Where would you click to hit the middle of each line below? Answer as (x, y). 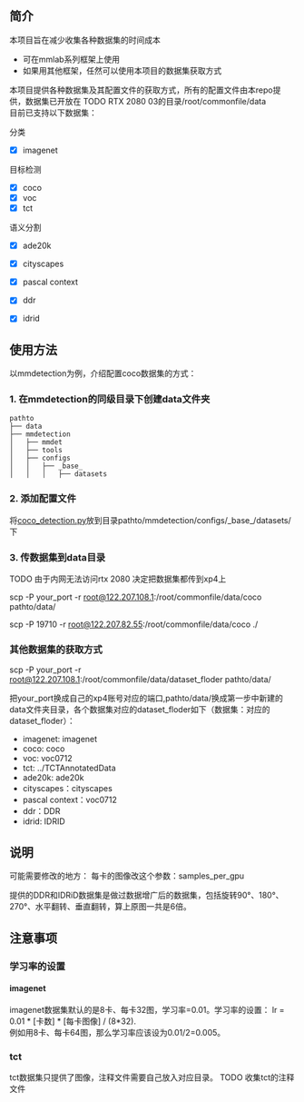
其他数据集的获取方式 (56, 650)
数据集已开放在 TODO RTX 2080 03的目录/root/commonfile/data (146, 101)
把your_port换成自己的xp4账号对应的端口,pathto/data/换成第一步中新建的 (147, 699)
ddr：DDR (41, 811)
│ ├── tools (36, 451)
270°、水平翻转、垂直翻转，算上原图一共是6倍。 (101, 907)
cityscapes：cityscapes (68, 789)
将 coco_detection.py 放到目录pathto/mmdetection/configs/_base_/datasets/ (151, 520)
